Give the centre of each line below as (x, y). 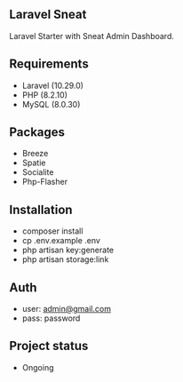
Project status (49, 346)
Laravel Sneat (48, 15)
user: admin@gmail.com (66, 309)
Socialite (38, 172)
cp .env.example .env (61, 241)
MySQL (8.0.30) (51, 104)
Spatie (34, 163)
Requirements (49, 64)
